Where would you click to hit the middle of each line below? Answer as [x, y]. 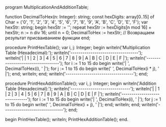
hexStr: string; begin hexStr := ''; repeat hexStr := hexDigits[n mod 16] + [79, 27]
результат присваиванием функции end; [48, 38]
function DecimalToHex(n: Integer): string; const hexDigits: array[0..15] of [80, 17]
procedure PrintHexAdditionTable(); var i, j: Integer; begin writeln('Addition [81, 83]
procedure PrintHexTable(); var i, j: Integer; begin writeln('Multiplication [78, 47]
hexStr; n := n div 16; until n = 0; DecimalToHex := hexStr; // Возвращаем [80, 32]
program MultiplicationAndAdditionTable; [47, 7]
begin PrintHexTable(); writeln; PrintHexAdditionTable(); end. [67, 119]
